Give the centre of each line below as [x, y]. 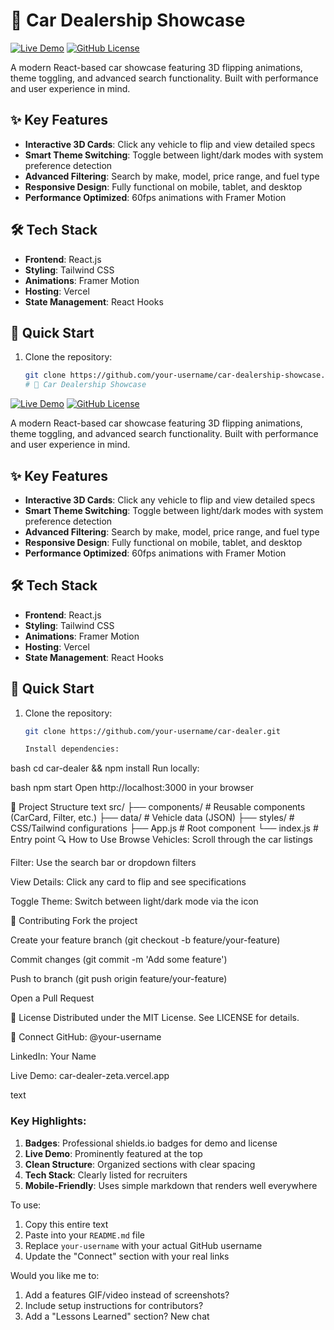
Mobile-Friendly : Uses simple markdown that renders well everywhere [171, 1185]
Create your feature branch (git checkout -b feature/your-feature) [145, 940]
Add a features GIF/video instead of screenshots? [127, 1295]
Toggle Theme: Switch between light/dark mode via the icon [134, 901]
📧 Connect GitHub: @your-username [86, 1037]
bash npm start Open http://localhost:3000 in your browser [132, 788]
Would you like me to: [55, 1275]
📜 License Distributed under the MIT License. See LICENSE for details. [155, 1018]
